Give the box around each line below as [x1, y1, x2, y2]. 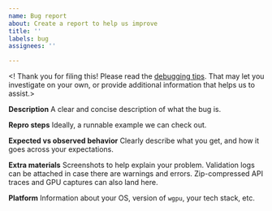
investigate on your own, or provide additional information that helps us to [8, 80, 256, 90]
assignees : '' [8, 42, 57, 50]
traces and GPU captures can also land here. [8, 178, 158, 187]
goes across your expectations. [8, 144, 114, 154]
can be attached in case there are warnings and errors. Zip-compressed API [8, 169, 264, 179]
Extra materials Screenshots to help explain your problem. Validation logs [8, 160, 256, 170]
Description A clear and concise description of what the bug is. [8, 105, 222, 114]
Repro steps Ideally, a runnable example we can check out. [8, 120, 207, 130]
